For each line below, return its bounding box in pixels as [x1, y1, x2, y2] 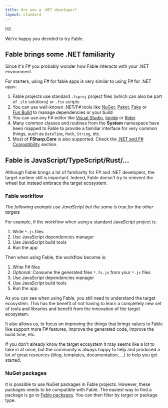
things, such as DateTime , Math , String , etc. [12, 131, 101, 137]
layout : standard [5, 12, 41, 17]
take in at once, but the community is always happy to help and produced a [5, 347, 160, 353]
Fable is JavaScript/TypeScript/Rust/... [5, 156, 129, 165]
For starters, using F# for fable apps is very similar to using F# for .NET [5, 78, 151, 84]
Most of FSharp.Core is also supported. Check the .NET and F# [12, 136, 144, 142]
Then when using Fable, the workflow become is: [5, 254, 106, 260]
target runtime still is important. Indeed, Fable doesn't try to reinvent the [5, 175, 153, 181]
